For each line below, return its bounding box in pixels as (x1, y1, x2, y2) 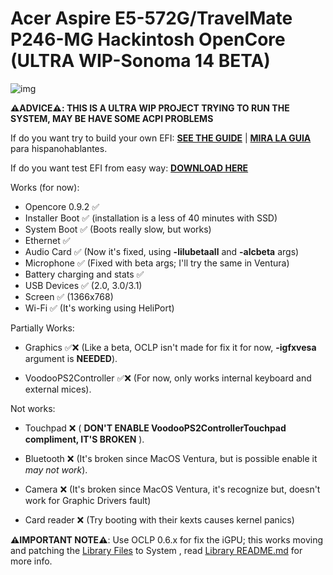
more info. (10, 555, 53, 567)
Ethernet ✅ (24, 234, 71, 246)
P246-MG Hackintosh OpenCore (10, 28, 286, 51)
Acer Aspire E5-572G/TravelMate (10, 7, 293, 30)
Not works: (10, 402, 56, 414)
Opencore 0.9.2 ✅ (24, 200, 100, 212)
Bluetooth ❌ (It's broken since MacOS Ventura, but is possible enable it (24, 452, 318, 464)
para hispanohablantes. (10, 142, 108, 154)
